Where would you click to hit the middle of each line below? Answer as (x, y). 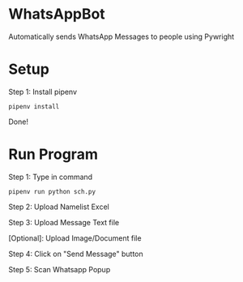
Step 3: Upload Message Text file (64, 222)
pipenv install (34, 106)
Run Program (53, 154)
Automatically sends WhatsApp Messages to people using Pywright (122, 36)
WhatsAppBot (57, 14)
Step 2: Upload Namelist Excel (59, 207)
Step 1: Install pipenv (43, 92)
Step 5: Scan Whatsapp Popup (60, 269)
